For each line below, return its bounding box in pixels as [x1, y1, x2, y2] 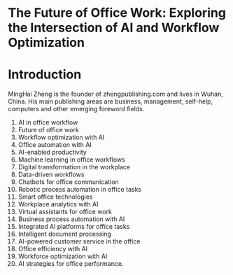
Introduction [8, 66, 82, 83]
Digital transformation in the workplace [17, 163, 131, 171]
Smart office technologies [17, 192, 93, 201]
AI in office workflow [17, 118, 78, 127]
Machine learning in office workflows [17, 155, 125, 164]
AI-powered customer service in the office [17, 237, 141, 246]
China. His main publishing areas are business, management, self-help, [8, 97, 213, 106]
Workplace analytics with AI [17, 200, 99, 209]
